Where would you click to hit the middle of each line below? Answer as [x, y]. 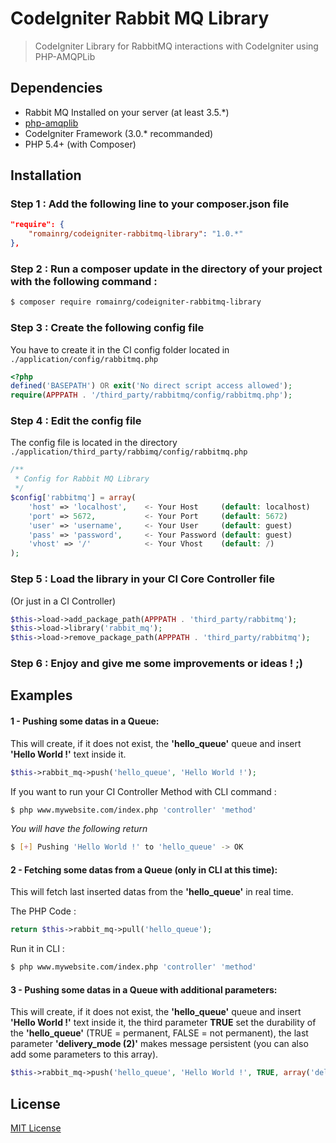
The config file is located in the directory [94, 443]
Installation [46, 175]
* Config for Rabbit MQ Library [82, 479]
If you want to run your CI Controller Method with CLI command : [143, 791]
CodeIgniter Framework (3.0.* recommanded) [119, 133]
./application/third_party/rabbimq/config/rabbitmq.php [129, 452]
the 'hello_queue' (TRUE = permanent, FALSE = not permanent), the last [159, 1033]
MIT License [36, 1128]
